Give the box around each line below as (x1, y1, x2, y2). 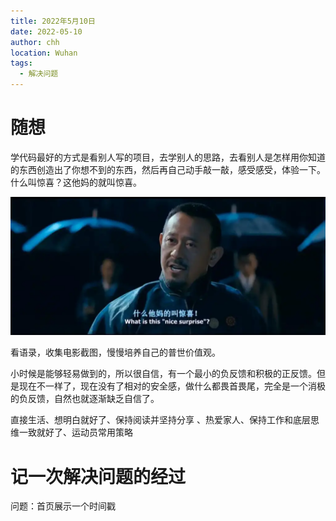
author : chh (10, 37, 60, 47)
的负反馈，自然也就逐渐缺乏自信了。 (10, 393, 160, 405)
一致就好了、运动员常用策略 (18, 426, 133, 439)
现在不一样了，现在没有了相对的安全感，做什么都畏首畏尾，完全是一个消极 (18, 380, 326, 392)
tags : (10, 58, 33, 69)
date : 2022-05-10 (10, 26, 83, 37)
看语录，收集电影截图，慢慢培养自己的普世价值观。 (10, 346, 221, 359)
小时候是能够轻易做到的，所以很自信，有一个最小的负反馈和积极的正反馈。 (10, 368, 317, 380)
